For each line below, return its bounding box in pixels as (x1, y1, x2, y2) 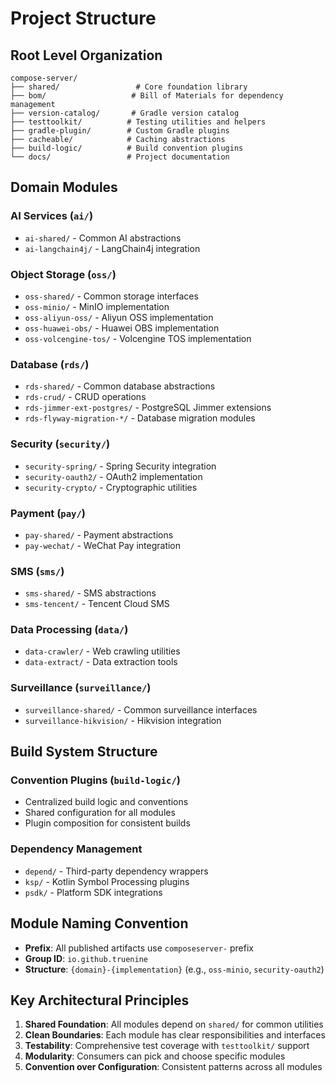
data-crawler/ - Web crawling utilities (24, 645, 181, 657)
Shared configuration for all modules (24, 807, 176, 819)
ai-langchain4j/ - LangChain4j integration (24, 242, 201, 254)
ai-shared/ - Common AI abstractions (24, 232, 182, 244)
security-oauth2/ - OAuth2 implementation (24, 470, 203, 482)
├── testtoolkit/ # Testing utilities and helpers (10, 117, 267, 127)
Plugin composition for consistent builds (24, 817, 191, 829)
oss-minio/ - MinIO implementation (24, 300, 170, 312)
